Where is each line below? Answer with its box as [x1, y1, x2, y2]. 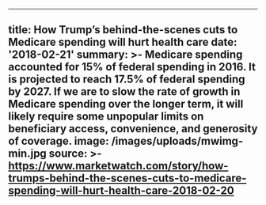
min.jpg [8, 147, 47, 161]
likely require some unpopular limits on [8, 110, 204, 123]
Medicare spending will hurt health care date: [8, 36, 237, 49]
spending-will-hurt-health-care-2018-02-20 [8, 184, 235, 198]
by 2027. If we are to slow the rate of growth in [8, 85, 241, 99]
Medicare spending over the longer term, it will [8, 97, 244, 111]
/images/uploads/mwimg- [111, 135, 244, 148]
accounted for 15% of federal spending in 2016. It [8, 60, 256, 74]
